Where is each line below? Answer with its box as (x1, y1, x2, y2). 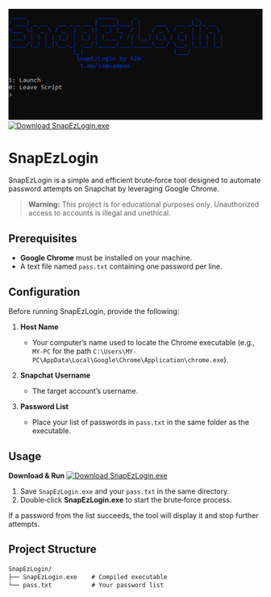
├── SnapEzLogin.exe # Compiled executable (8, 573, 168, 581)
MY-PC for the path (31, 346, 92, 356)
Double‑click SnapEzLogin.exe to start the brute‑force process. (19, 495, 232, 504)
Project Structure (8, 542, 97, 557)
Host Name (19, 322, 59, 332)
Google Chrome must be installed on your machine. (19, 253, 193, 263)
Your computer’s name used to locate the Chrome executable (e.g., (31, 338, 256, 348)
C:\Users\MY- (93, 348, 137, 356)
